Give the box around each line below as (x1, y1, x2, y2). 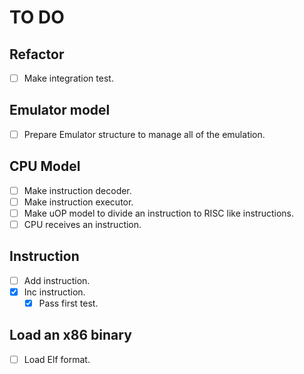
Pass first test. (38, 297, 99, 309)
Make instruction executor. (23, 196, 134, 208)
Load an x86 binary (9, 327, 132, 344)
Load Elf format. (23, 353, 91, 365)
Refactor (9, 46, 65, 63)
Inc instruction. (23, 286, 86, 298)
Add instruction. (23, 274, 91, 286)
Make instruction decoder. (23, 184, 132, 196)
